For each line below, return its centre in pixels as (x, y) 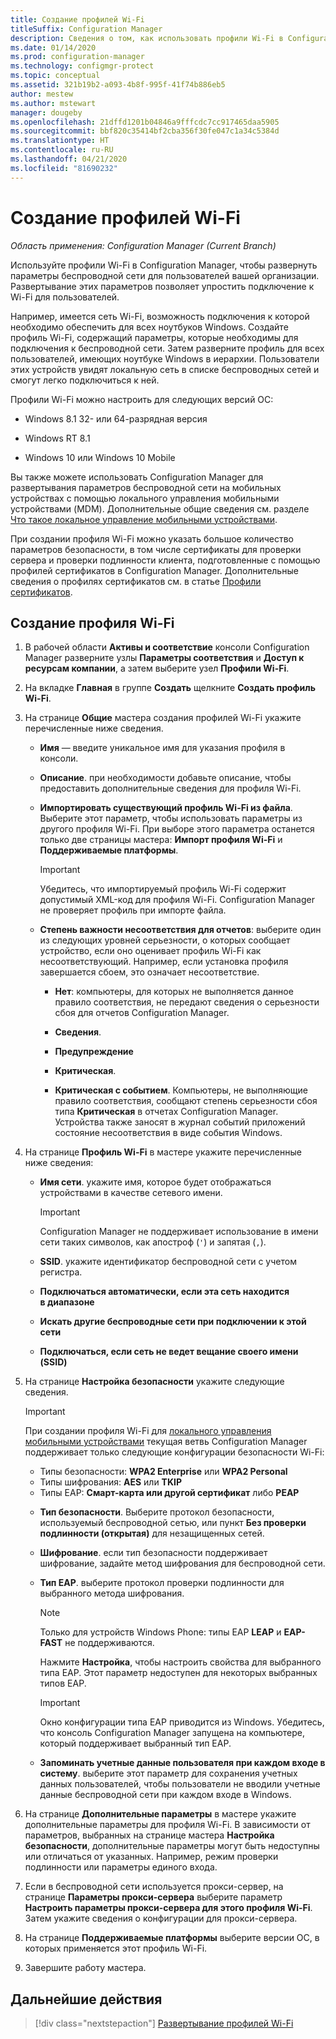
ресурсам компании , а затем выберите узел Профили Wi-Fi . (157, 668)
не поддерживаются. (109, 1643)
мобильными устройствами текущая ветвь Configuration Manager (166, 1442)
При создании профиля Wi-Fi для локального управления (148, 1431)
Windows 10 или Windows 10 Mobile (100, 457)
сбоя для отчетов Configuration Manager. (142, 1013)
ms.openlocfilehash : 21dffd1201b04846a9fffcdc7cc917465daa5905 (145, 122)
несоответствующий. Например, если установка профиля (164, 962)
